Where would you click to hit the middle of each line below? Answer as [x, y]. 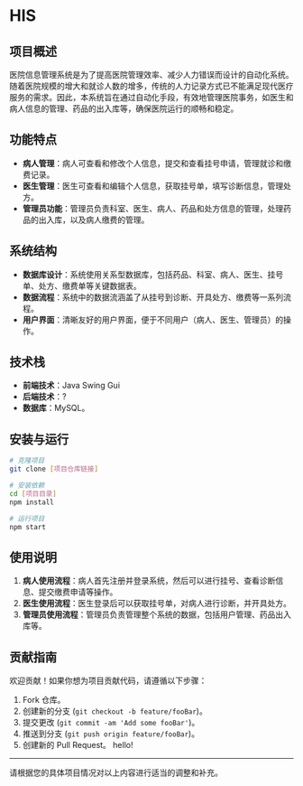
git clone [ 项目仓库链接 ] [54, 469]
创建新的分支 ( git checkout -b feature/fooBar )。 [115, 711]
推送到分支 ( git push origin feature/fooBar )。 [111, 734]
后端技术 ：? [44, 397]
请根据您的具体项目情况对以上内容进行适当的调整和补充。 [116, 772]
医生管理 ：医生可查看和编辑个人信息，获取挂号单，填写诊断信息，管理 [153, 185]
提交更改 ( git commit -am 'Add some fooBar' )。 [111, 722]
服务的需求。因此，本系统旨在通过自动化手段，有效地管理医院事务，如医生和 [151, 97]
